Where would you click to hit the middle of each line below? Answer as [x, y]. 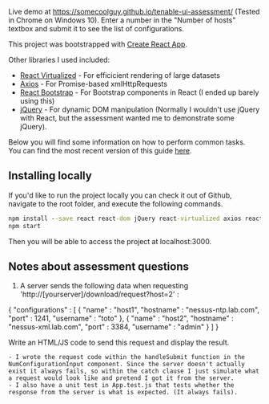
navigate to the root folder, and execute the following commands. [116, 203]
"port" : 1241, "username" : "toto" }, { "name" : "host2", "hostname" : [121, 318]
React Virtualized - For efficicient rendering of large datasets [120, 75]
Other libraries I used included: [59, 60]
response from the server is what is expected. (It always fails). [123, 393]
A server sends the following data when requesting [104, 286]
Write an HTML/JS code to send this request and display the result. [119, 343]
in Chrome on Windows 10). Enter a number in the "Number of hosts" [122, 20]
